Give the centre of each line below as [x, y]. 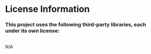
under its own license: [32, 31]
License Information [47, 9]
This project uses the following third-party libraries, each [76, 25]
